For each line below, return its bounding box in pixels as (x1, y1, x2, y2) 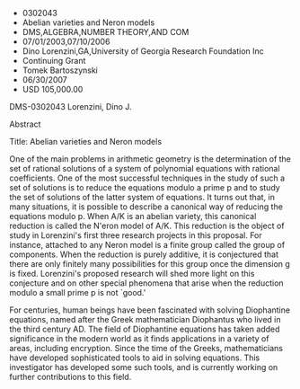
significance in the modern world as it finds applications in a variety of (9, 333, 269, 344)
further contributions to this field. (9, 372, 132, 382)
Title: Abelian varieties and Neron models (9, 137, 163, 146)
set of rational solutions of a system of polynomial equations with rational (9, 164, 280, 173)
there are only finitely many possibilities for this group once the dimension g (9, 259, 290, 269)
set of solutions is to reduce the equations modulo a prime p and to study (9, 182, 280, 192)
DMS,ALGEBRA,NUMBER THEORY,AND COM (22, 27, 190, 37)
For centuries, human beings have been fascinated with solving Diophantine (9, 305, 290, 315)
